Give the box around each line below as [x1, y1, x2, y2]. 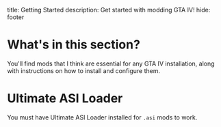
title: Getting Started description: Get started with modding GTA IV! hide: [7, 6, 211, 14]
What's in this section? [7, 37, 140, 53]
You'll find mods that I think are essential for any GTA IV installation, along [7, 59, 215, 68]
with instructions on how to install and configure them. [7, 66, 161, 74]
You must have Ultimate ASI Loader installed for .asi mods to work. [7, 113, 198, 122]
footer [7, 13, 25, 21]
